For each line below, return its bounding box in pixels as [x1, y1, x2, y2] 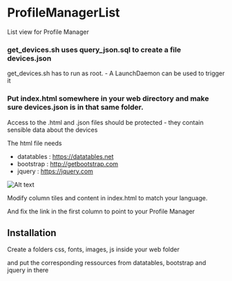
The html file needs [7, 139, 62, 147]
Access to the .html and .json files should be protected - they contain [7, 118, 204, 126]
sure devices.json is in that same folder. [7, 102, 144, 112]
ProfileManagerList [7, 5, 120, 21]
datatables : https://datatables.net [17, 152, 114, 160]
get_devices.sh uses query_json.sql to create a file [7, 45, 182, 55]
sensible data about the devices [7, 126, 98, 134]
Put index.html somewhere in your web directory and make [7, 94, 209, 104]
